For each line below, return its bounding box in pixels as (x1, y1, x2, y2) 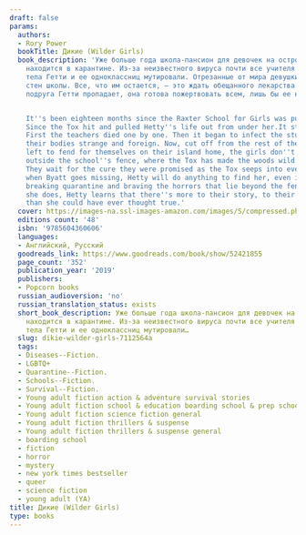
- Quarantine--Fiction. (17, 368, 107, 377)
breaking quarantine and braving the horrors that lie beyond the (25, 181, 283, 191)
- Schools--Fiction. (17, 376, 96, 385)
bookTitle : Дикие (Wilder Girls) (17, 47, 145, 56)
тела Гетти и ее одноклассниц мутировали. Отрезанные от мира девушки (25, 73, 300, 82)
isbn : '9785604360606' (17, 224, 104, 233)
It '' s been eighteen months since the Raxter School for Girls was (25, 114, 287, 123)
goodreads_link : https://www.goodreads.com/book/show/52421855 (17, 249, 262, 258)
